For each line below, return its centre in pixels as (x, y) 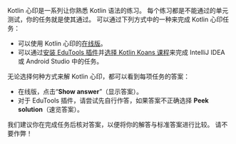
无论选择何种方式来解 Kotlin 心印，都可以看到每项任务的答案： (99, 76)
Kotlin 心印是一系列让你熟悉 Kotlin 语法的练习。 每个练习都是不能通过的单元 (118, 10)
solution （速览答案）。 (50, 109)
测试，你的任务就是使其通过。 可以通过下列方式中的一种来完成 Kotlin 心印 (115, 19)
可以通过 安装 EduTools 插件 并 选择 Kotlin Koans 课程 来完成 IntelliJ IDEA (121, 52)
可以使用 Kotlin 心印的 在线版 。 (62, 43)
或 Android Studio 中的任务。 (60, 61)
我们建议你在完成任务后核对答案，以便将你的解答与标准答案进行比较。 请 (114, 124)
